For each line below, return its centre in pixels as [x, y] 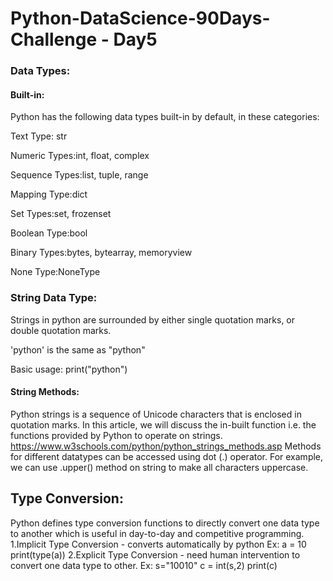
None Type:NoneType [55, 272]
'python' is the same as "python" [78, 349]
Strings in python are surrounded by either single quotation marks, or [153, 319]
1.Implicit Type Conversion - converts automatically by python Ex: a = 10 [158, 544]
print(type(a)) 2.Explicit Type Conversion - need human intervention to [155, 554]
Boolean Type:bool [49, 233]
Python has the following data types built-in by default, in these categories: [165, 117]
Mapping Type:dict [49, 194]
